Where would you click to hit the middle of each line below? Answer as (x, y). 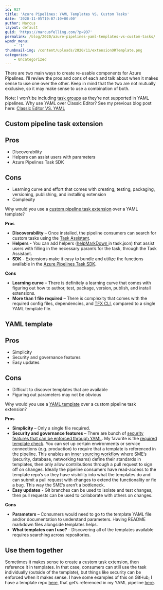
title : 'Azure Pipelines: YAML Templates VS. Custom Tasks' (67, 14)
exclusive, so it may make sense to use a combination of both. (67, 89)
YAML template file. (32, 309)
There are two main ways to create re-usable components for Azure (73, 73)
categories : (17, 55)
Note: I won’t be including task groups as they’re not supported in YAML (77, 98)
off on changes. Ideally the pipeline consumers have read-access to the (84, 469)
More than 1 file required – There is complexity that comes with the (80, 298)
